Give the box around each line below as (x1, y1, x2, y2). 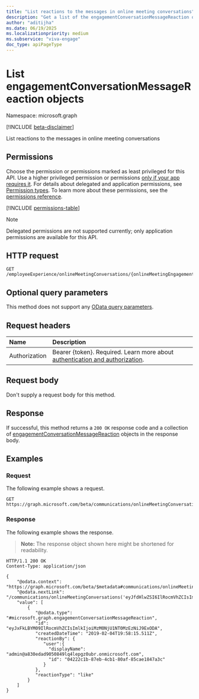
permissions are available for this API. (6, 233, 98, 240)
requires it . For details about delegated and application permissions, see (6, 180, 182, 187)
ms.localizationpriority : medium (6, 31, 89, 37)
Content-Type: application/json (6, 563, 86, 569)
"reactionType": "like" (35, 672, 94, 678)
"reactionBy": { (35, 636, 76, 642)
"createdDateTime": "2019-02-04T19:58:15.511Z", (35, 630, 158, 636)
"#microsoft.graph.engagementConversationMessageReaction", (6, 615, 158, 621)
